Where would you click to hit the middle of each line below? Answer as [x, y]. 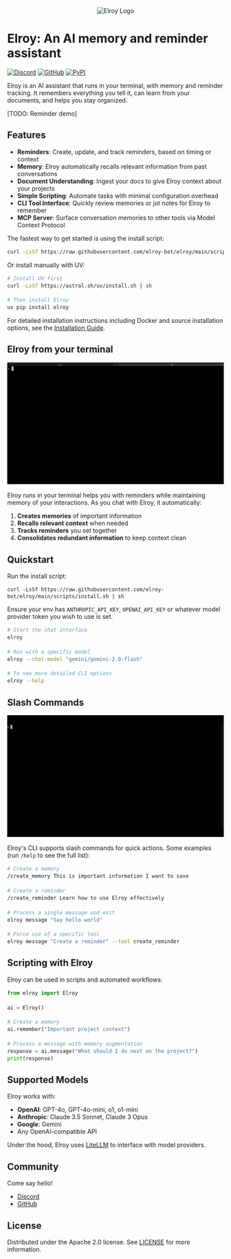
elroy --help [26, 681]
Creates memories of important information [79, 516]
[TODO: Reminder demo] [42, 114]
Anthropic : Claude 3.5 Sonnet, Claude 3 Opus [82, 1117]
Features [26, 135]
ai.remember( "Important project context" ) [69, 1029]
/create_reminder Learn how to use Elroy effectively [86, 898]
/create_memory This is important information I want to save [98, 876]
